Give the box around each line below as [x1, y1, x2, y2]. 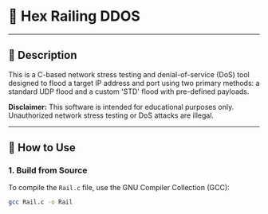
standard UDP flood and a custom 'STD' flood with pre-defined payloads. [8, 87, 250, 96]
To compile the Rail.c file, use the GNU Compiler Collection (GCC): [8, 183, 230, 193]
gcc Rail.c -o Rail [8, 198, 73, 206]
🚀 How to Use [8, 141, 76, 154]
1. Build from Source [8, 165, 88, 176]
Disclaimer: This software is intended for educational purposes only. [8, 102, 235, 111]
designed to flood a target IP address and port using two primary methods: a [8, 78, 260, 88]
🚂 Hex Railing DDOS [8, 7, 141, 25]
